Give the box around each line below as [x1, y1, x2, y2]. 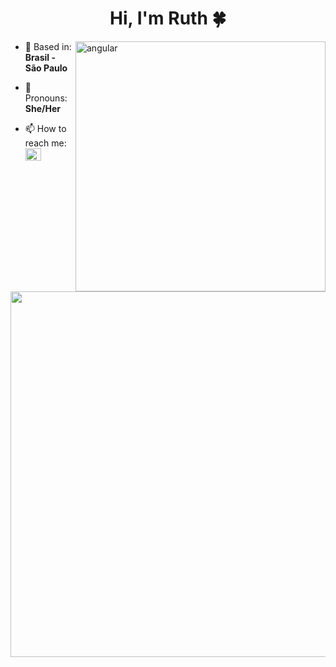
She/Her [24, 102, 61, 114]
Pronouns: [24, 92, 68, 104]
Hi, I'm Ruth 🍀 [109, 7, 227, 30]
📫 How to [24, 122, 67, 134]
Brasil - [24, 51, 56, 63]
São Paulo [24, 62, 68, 74]
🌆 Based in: [24, 40, 72, 52]
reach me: [24, 137, 67, 149]
